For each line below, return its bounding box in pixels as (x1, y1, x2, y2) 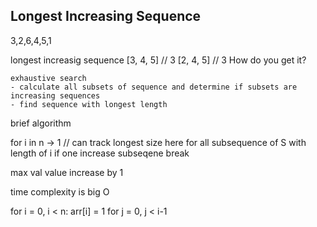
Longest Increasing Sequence (10, 8, 202, 25)
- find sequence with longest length (10, 99, 168, 109)
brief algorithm (10, 117, 72, 129)
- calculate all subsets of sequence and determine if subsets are (10, 82, 298, 92)
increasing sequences (10, 90, 101, 101)
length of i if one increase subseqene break (10, 147, 190, 159)
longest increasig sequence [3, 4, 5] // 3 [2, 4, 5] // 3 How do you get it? (10, 54, 307, 66)
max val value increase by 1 (10, 166, 124, 178)
